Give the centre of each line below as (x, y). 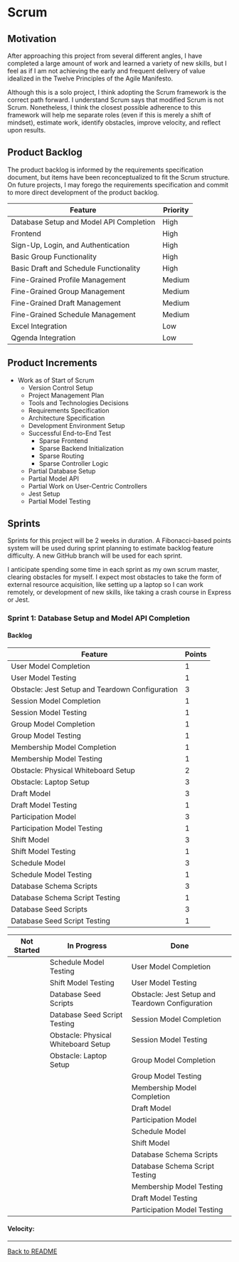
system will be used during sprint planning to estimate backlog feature (111, 548)
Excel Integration (39, 326)
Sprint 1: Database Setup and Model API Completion (99, 618)
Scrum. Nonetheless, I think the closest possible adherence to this (104, 107)
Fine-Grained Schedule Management (74, 314)
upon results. (27, 130)
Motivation (32, 39)
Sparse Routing (62, 456)
